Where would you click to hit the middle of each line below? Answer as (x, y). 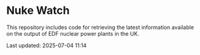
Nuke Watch (38, 11)
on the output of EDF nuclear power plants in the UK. (73, 33)
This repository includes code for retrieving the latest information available (100, 27)
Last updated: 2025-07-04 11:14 (46, 45)
